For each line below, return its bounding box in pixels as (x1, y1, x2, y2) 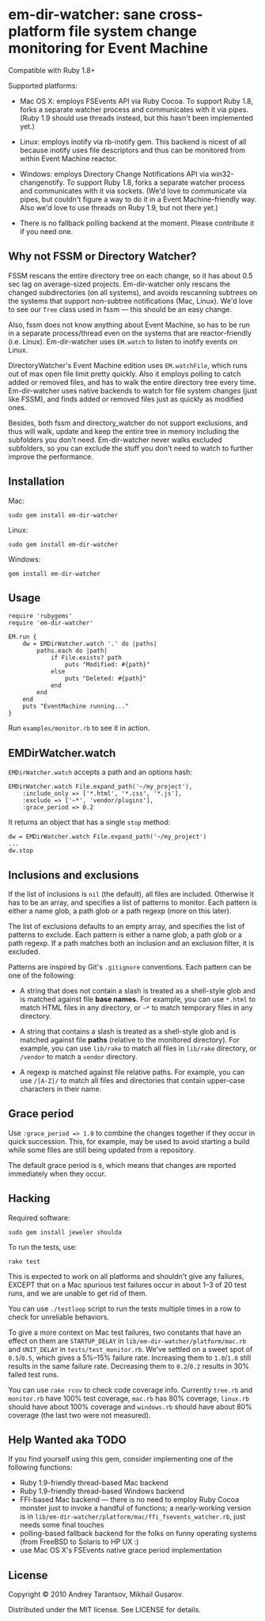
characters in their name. (19, 1085, 102, 1093)
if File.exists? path (50, 654, 123, 662)
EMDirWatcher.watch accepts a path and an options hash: (8, 767, 192, 777)
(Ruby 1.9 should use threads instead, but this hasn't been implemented (19, 113, 253, 122)
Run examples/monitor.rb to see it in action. (8, 724, 150, 733)
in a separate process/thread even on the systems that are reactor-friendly (8, 328, 252, 338)
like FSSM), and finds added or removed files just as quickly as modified (8, 394, 244, 404)
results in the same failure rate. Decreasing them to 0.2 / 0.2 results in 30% (8, 1361, 250, 1370)
